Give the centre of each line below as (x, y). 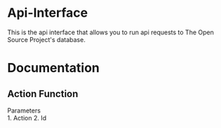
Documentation (54, 68)
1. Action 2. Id (27, 118)
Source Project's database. (46, 39)
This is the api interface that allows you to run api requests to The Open (110, 32)
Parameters (24, 111)
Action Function (43, 93)
